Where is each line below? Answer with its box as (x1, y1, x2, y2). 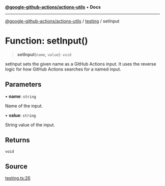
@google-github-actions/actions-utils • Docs (5, 4, 101, 10)
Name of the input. (5, 103, 43, 109)
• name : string (5, 93, 36, 99)
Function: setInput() (5, 35, 88, 46)
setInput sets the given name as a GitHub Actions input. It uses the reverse (5, 61, 156, 67)
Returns (5, 136, 30, 144)
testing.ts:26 (5, 175, 30, 181)
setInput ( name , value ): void (17, 51, 72, 57)
